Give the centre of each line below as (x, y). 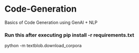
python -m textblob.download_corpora (43, 46)
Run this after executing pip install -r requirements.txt (69, 35)
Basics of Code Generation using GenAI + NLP (51, 22)
